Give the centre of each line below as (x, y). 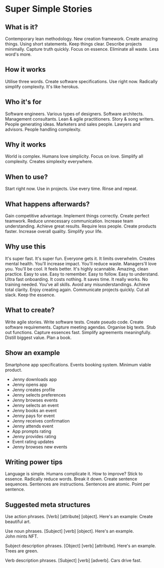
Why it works (26, 145)
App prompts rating (32, 431)
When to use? (26, 177)
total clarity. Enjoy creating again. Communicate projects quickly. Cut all (77, 290)
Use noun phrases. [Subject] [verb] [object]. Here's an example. (70, 531)
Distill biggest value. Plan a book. (38, 337)
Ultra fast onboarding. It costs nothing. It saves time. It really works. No (77, 279)
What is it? (21, 27)
